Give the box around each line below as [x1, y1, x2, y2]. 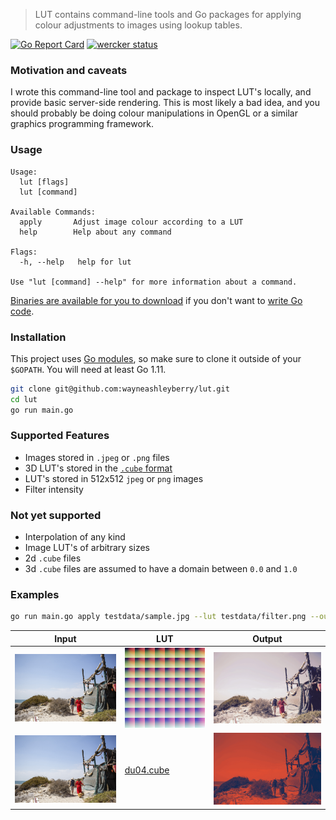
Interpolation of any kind [24, 531, 126, 543]
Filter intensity [24, 483, 84, 495]
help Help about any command [19, 227, 172, 237]
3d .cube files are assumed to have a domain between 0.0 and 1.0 [24, 563, 298, 575]
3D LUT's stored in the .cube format [24, 462, 173, 474]
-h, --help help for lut [19, 257, 132, 267]
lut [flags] [19, 177, 70, 187]
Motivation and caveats [10, 63, 128, 77]
